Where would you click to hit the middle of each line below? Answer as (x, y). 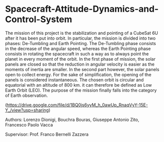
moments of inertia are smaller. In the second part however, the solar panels (82, 69)
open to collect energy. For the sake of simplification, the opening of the (78, 74)
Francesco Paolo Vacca (29, 125)
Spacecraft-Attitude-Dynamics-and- (82, 9)
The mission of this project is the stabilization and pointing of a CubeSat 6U (82, 33)
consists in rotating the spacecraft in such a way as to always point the (77, 54)
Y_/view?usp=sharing (27, 110)
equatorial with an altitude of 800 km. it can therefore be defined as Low (79, 85)
